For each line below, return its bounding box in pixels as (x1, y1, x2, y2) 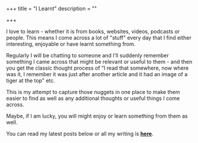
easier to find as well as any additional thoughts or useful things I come (6, 95, 180, 102)
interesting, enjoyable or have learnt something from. (6, 41, 136, 47)
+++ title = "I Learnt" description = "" (6, 5, 97, 12)
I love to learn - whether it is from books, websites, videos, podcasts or (6, 28, 180, 35)
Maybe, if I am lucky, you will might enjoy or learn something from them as (6, 112, 188, 119)
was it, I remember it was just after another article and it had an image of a (6, 71, 188, 77)
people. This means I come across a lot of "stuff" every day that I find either (6, 34, 191, 41)
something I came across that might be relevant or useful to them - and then (6, 58, 193, 65)
